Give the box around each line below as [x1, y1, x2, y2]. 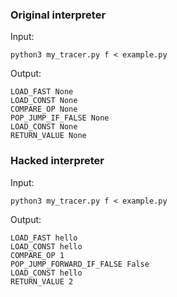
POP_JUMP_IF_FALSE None [10, 113, 110, 123]
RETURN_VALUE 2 [10, 276, 74, 287]
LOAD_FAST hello [10, 233, 78, 243]
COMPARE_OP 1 [10, 250, 65, 260]
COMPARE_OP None [10, 104, 78, 115]
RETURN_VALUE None [10, 131, 87, 141]
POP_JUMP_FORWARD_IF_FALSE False [10, 259, 150, 269]
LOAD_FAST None [10, 87, 74, 97]
